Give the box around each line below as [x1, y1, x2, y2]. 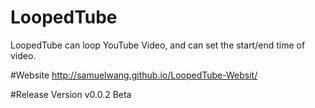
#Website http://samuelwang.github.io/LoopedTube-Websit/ [10, 69, 258, 81]
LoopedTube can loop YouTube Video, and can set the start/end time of [10, 39, 306, 51]
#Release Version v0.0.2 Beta [10, 88, 132, 100]
